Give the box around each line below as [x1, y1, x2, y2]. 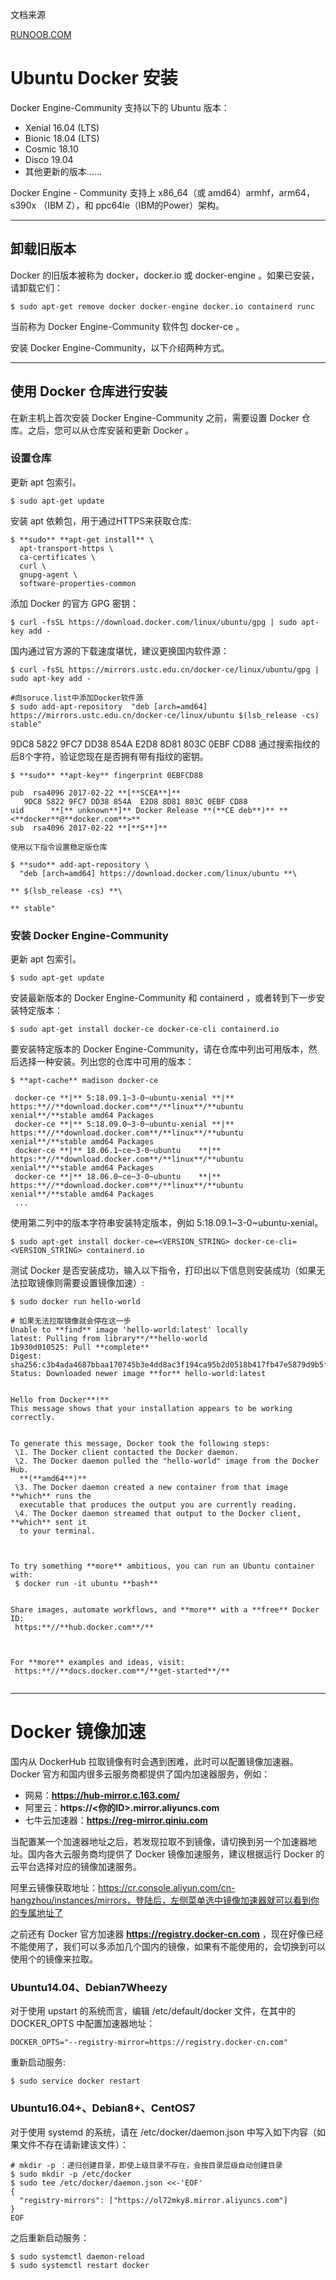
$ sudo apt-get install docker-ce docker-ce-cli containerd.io [10, 1024, 280, 1035]
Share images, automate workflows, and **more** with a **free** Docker [10, 1605, 320, 1615]
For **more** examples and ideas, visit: [10, 1658, 186, 1668]
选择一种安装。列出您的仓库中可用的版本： [18, 1056, 195, 1068]
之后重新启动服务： [10, 2231, 90, 2243]
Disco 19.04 [24, 153, 74, 165]
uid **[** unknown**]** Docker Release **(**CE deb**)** [10, 805, 275, 815]
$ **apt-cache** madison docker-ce [10, 1076, 159, 1086]
